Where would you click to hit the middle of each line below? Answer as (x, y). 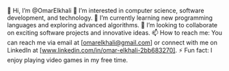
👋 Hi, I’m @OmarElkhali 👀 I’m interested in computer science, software (106, 11)
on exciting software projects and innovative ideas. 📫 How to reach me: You (115, 33)
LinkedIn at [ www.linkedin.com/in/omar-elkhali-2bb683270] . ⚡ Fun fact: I (110, 50)
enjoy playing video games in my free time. (68, 60)
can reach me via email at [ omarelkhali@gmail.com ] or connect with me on (112, 42)
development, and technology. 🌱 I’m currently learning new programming (110, 18)
